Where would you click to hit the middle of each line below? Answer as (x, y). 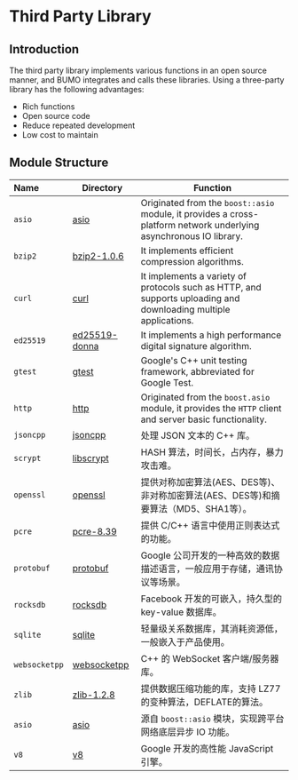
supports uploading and (190, 298)
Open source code (56, 116)
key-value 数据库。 (181, 612)
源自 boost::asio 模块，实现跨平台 (212, 719)
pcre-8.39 (94, 531)
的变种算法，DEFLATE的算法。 (204, 702)
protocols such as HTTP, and (201, 287)
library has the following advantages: (77, 89)
